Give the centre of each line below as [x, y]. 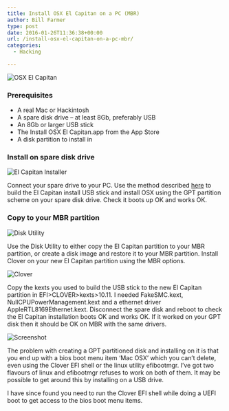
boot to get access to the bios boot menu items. [75, 400]
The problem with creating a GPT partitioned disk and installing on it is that [113, 351]
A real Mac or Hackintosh [53, 110]
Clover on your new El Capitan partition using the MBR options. [96, 260]
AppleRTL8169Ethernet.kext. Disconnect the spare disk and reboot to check [115, 309]
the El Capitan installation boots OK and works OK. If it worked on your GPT [114, 316]
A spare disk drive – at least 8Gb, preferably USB [86, 118]
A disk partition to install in [55, 140]
